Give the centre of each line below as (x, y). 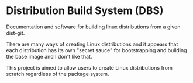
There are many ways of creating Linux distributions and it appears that (92, 44)
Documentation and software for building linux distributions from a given (93, 27)
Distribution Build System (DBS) (85, 11)
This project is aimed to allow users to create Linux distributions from (89, 67)
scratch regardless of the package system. (58, 74)
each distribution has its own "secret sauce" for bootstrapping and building (96, 50)
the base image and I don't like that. (49, 56)
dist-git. (15, 33)
